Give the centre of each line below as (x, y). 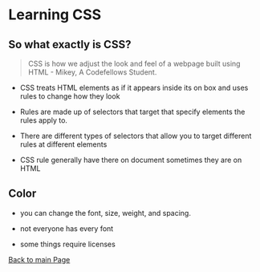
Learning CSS (55, 15)
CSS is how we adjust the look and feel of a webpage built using (134, 63)
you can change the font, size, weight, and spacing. (105, 213)
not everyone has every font (67, 228)
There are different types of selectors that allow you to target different (136, 136)
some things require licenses (68, 244)
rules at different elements (63, 144)
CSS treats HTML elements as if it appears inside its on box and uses (134, 87)
